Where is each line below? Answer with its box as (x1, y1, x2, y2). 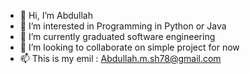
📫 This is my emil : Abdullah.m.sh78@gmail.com (19, 53, 222, 64)
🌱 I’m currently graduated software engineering (19, 31, 216, 42)
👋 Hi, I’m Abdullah (19, 10, 94, 21)
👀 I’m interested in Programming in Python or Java (19, 20, 227, 32)
